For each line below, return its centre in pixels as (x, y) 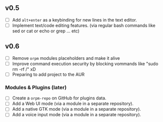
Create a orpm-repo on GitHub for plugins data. (59, 98)
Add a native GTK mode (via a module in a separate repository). (77, 109)
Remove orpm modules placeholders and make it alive (66, 58)
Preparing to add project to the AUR (48, 74)
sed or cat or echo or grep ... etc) (46, 31)
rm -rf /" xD (24, 69)
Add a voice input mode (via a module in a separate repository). (77, 115)
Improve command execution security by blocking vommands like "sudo (85, 64)
